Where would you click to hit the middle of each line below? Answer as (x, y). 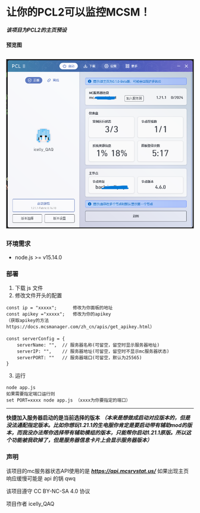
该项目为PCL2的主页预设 (37, 30)
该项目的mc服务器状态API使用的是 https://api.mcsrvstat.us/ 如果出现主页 (98, 471)
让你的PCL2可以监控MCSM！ (78, 12)
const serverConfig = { (36, 339)
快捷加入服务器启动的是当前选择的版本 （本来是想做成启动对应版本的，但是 (98, 418)
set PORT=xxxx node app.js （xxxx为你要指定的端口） (68, 400)
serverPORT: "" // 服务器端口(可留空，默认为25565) (79, 358)
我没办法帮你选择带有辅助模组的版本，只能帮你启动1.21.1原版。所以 (104, 432)
